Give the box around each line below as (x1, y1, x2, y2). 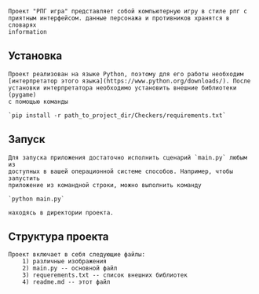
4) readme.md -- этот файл (22, 278, 111, 286)
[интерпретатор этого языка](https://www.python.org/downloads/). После (8, 77, 251, 85)
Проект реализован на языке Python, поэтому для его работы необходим (8, 70, 244, 78)
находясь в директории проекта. (8, 208, 114, 216)
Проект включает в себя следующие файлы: (8, 251, 146, 259)
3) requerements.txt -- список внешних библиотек (22, 271, 188, 279)
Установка (8, 50, 63, 63)
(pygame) (8, 90, 37, 98)
